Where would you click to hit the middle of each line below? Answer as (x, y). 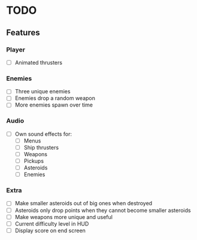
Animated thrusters (39, 62)
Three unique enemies (43, 92)
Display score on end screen (50, 230)
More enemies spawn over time (54, 105)
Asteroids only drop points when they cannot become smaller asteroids (103, 210)
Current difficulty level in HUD (52, 224)
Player (16, 50)
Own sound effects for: (43, 134)
